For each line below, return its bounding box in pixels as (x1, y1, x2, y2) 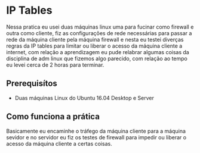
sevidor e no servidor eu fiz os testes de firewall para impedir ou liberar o (6, 133, 187, 140)
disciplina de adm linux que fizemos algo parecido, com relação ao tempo (6, 55, 188, 62)
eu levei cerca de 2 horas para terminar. (6, 61, 104, 68)
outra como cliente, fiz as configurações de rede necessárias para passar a (6, 29, 192, 36)
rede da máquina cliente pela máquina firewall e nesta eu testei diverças (6, 36, 184, 43)
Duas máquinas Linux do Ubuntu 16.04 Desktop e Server (14, 94, 154, 101)
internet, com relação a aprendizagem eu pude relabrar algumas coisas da (6, 48, 189, 55)
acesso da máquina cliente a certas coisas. (6, 140, 112, 147)
